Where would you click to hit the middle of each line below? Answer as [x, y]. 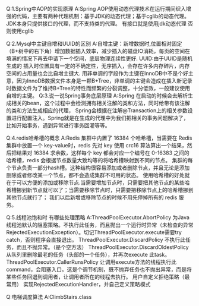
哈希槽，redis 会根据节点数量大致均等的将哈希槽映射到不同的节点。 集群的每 [99, 160]
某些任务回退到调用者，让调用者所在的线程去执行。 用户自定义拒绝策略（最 [98, 277]
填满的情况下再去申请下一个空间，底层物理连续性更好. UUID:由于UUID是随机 [99, 59]
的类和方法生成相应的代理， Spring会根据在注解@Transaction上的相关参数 [97, 111]
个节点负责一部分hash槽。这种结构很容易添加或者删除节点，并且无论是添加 [98, 168]
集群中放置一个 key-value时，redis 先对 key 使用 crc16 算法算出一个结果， [97, 145]
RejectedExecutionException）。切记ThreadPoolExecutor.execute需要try [94, 232]
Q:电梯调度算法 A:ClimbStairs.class [49, 297]
